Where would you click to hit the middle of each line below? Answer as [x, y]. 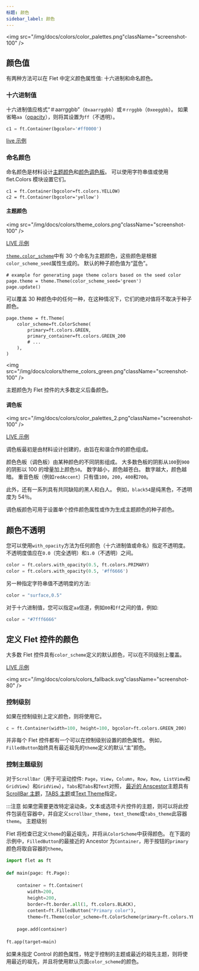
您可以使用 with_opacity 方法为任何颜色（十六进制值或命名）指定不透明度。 [97, 546]
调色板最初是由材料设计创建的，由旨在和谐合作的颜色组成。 [79, 449]
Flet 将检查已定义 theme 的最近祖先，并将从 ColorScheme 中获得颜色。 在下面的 [98, 833]
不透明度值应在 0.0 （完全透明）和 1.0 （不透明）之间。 [71, 553]
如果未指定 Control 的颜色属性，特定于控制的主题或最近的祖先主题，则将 [94, 954]
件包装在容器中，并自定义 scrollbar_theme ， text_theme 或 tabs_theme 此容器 [97, 814]
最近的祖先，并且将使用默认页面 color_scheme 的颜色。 [76, 961]
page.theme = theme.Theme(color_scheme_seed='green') [74, 281]
